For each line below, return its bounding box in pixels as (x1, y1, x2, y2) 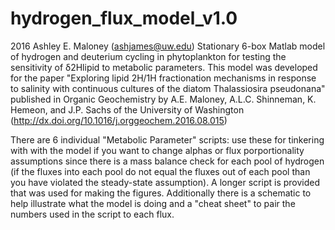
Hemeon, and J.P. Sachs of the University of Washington (10, 103, 245, 116)
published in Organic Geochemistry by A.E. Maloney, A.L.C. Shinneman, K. (10, 93, 317, 105)
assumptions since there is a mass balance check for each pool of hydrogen (10, 155, 325, 167)
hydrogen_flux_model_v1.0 (10, 7, 238, 30)
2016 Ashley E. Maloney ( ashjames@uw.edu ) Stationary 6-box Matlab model (10, 40, 326, 52)
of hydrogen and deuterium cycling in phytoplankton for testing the (10, 50, 287, 62)
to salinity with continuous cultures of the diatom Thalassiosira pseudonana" (10, 82, 326, 94)
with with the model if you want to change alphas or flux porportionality (10, 144, 305, 156)
